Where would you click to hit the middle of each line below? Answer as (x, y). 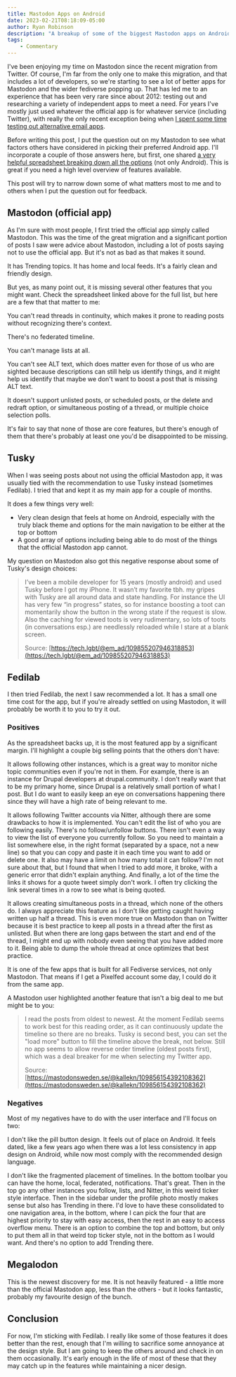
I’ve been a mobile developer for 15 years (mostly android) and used (123, 582)
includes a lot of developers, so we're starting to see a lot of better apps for (117, 81)
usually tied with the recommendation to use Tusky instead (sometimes (110, 482)
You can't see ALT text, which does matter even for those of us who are (111, 364)
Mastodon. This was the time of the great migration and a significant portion (117, 237)
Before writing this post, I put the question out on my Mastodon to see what (117, 140)
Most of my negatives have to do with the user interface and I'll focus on (112, 1118)
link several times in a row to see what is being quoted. (87, 890)
